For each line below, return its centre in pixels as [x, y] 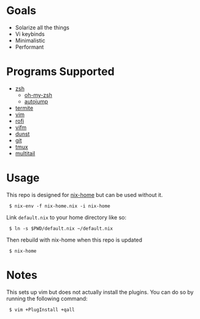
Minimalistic [30, 40]
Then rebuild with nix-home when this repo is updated [74, 240]
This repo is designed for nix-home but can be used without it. [85, 195]
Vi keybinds [30, 34]
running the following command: [47, 298]
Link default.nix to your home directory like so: [66, 217]
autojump [36, 101]
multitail [25, 153]
